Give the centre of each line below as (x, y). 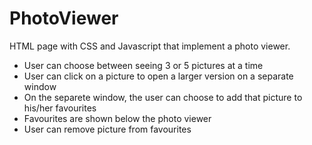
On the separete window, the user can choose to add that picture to (163, 97)
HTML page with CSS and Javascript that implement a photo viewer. (150, 46)
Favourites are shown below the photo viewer (117, 118)
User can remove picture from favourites (107, 129)
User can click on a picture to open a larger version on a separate (158, 76)
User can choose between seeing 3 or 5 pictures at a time (143, 65)
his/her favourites (60, 108)
